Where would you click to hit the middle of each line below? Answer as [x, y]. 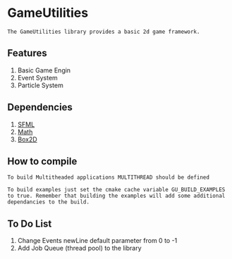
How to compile [42, 161]
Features [27, 53]
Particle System [40, 85]
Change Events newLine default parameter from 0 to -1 [97, 241]
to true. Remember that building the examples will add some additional [116, 196]
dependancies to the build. [49, 202]
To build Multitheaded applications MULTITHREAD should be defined [109, 177]
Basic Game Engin [44, 70]
